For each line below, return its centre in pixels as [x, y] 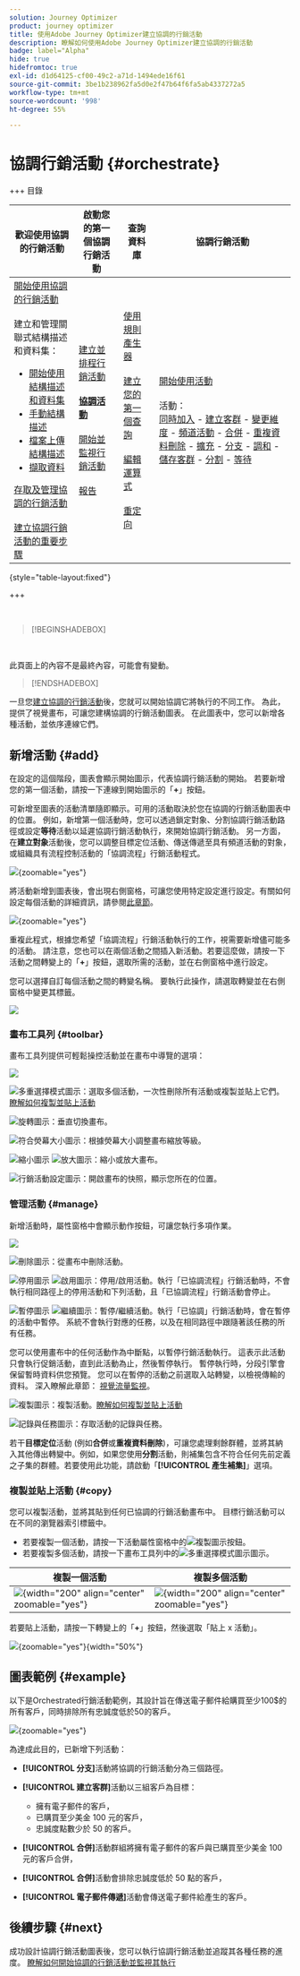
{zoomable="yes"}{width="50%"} [81, 1646]
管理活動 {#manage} [54, 1204]
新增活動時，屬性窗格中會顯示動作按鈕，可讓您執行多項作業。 [123, 1225]
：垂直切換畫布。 [81, 1121]
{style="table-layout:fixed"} [60, 578]
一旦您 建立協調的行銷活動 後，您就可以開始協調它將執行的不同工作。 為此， [147, 702]
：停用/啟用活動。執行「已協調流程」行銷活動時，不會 [191, 1280]
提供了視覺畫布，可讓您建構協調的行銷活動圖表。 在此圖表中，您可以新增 [143, 713]
